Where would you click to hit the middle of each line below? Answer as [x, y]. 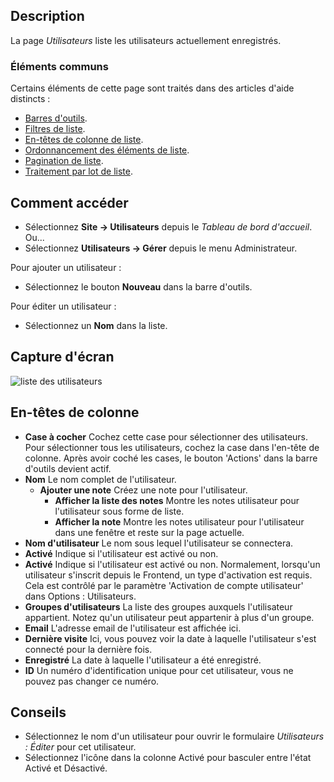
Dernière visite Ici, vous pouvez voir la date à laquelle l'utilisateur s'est [170, 638]
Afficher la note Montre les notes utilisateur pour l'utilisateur [179, 521]
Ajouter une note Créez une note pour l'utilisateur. [143, 490]
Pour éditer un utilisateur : [63, 306]
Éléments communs [59, 66]
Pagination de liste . [64, 161]
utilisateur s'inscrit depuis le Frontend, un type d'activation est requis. [168, 575]
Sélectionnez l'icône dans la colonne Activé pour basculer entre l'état [168, 758]
